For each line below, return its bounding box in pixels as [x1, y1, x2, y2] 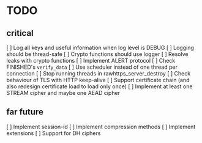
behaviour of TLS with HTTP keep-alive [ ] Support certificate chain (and [6, 77, 190, 83]
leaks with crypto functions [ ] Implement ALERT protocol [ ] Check [6, 57, 176, 64]
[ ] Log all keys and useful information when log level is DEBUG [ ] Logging [6, 44, 195, 51]
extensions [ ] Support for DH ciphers [6, 129, 101, 137]
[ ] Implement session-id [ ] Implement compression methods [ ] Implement [6, 123, 196, 130]
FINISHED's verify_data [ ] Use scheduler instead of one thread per [6, 63, 178, 71]
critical [6, 28, 34, 38]
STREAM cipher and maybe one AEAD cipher [6, 89, 121, 96]
